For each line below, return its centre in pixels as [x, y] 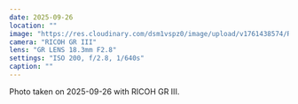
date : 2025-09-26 [41, 17]
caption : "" [31, 67]
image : [21, 33]
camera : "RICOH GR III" [53, 42]
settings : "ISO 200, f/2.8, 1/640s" [77, 58]
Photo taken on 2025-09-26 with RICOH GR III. [94, 91]
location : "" [33, 26]
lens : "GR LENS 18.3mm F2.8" [63, 50]
